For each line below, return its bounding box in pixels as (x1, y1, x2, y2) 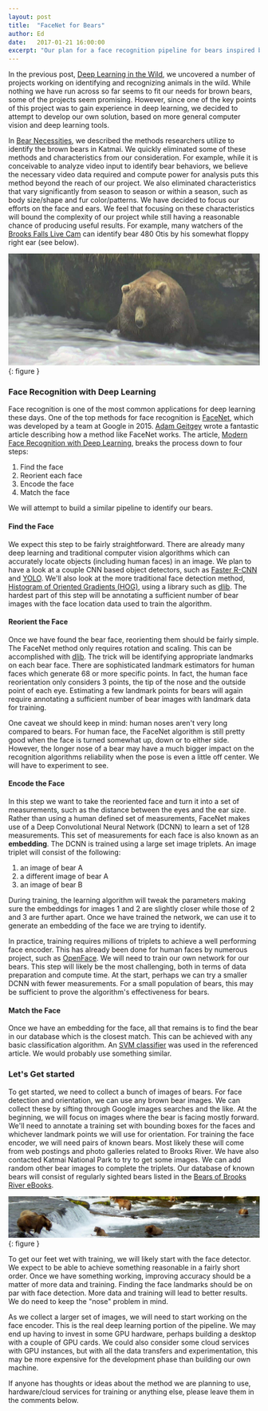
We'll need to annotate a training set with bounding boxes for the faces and (8, 1120, 255, 1130)
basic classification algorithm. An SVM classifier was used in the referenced (8, 1040, 258, 1050)
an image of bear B (19, 880, 83, 890)
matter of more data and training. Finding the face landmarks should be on (8, 1280, 253, 1290)
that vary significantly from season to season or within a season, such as (8, 187, 248, 196)
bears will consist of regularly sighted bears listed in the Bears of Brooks (8, 1171, 247, 1181)
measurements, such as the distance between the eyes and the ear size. (8, 805, 246, 814)
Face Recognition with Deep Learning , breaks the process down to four (8, 438, 243, 448)
